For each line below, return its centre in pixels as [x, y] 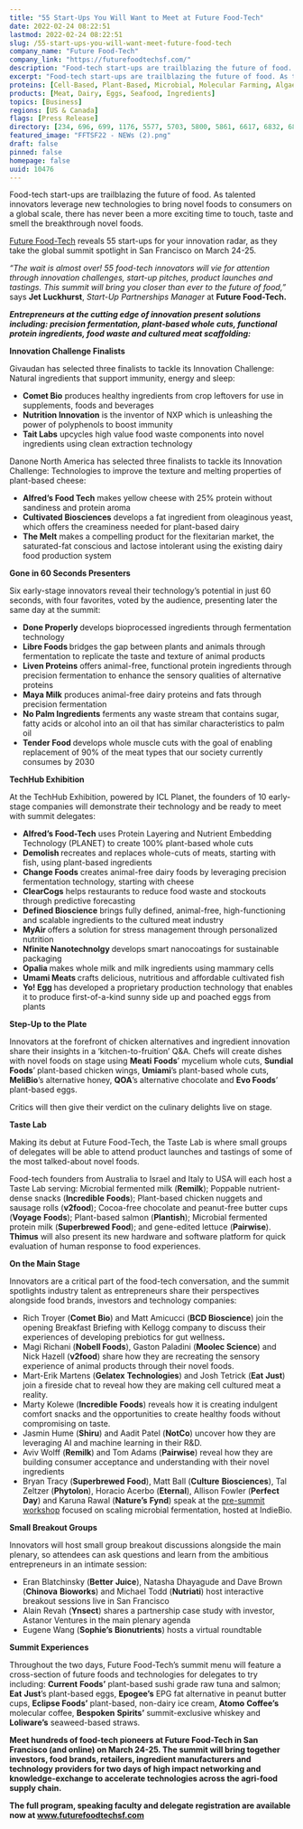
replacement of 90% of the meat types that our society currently [142, 752]
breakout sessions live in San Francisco [96, 1601]
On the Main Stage [45, 1264]
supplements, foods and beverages [88, 405]
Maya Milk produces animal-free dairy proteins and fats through [142, 695]
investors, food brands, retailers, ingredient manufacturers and [130, 1759]
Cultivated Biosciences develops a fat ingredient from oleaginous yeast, [157, 517]
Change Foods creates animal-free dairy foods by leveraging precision [154, 872]
